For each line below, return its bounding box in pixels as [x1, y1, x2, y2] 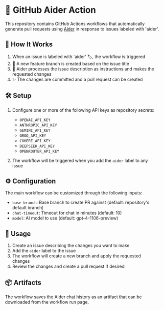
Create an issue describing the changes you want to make [12, 243, 130, 248]
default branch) [12, 205, 44, 211]
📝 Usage [5, 229, 31, 238]
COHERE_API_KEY [19, 138, 50, 143]
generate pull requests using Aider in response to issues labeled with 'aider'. [5, 26, 159, 31]
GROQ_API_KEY [19, 133, 47, 138]
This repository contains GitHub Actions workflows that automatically [5, 21, 145, 27]
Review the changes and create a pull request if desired [12, 263, 125, 270]
